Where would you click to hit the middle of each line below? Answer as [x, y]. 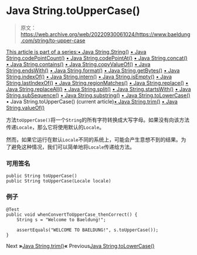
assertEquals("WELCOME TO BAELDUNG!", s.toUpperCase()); [88, 230]
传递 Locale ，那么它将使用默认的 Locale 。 [55, 127]
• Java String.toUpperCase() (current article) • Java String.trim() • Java [92, 101]
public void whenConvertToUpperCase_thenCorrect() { [72, 215]
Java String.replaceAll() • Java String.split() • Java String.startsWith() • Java [98, 89]
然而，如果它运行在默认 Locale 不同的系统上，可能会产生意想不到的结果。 [94, 139]
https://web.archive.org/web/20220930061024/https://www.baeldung [105, 34]
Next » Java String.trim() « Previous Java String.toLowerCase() [80, 246]
